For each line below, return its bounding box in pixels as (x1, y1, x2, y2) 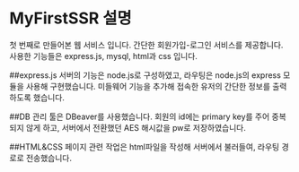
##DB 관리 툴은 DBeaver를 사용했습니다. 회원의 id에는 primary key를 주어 (9, 111, 270, 122)
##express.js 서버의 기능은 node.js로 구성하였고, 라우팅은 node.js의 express (9, 69, 281, 81)
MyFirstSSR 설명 (9, 8, 132, 29)
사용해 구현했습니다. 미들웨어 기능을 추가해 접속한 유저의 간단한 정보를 (25, 81, 271, 91)
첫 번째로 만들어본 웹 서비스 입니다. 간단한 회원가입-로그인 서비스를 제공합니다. (9, 39, 284, 50)
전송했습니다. (25, 152, 73, 163)
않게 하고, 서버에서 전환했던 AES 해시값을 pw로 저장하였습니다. (25, 122, 247, 133)
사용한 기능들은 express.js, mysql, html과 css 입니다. (9, 50, 198, 61)
